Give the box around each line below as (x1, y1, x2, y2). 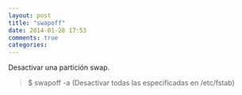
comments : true (8, 33, 59, 42)
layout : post (8, 11, 52, 20)
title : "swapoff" (8, 19, 66, 27)
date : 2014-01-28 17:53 (8, 26, 87, 34)
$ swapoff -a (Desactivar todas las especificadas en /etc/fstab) (27, 78, 236, 88)
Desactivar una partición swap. (8, 63, 110, 72)
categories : (8, 41, 48, 49)
